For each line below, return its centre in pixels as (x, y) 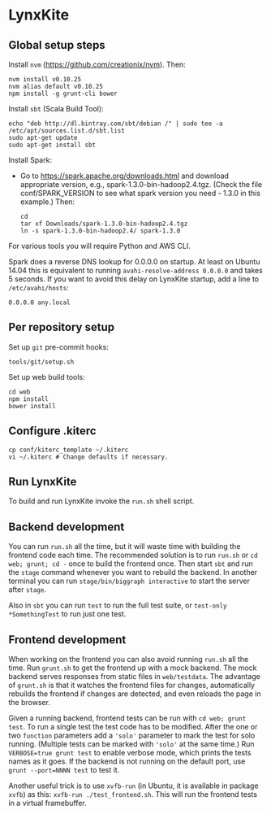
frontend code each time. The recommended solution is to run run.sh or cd (133, 555)
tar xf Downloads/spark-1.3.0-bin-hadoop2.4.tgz (104, 224)
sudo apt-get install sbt (52, 145)
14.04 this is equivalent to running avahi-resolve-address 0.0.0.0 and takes (136, 270)
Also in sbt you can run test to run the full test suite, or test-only (118, 605)
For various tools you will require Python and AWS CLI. (99, 246)
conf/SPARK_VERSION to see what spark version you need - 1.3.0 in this (140, 193)
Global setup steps (57, 45)
